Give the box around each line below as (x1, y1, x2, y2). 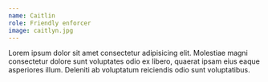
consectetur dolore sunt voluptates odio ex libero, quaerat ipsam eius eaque (8, 57, 261, 66)
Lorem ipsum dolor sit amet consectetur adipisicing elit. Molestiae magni (8, 49, 249, 58)
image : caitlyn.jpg (8, 26, 74, 34)
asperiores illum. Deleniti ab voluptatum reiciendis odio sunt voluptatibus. (8, 65, 250, 75)
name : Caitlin (8, 11, 56, 20)
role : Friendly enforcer (8, 19, 91, 27)
